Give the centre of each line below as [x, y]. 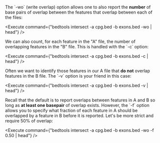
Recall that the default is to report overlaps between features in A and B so [80, 100]
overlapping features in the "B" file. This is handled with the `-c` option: [77, 47]
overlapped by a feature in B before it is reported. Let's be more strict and [80, 116]
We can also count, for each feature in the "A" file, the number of [70, 41]
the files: [14, 17]
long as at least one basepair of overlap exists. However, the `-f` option [77, 105]
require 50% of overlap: [29, 121]
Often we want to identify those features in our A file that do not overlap [78, 71]
